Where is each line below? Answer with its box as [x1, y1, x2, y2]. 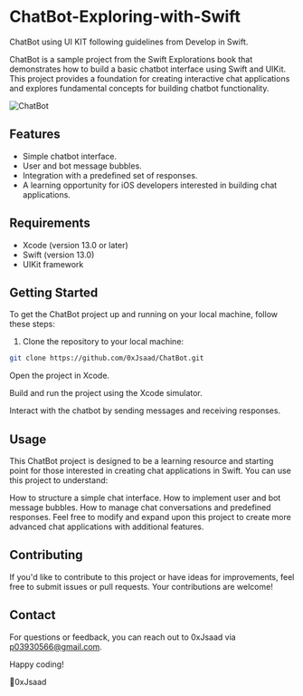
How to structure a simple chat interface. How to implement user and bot [9, 492, 281, 504]
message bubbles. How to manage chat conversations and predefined [9, 502, 271, 513]
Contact [9, 607, 56, 623]
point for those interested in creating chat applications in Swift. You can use [9, 465, 291, 477]
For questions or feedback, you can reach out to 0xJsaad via [9, 632, 237, 643]
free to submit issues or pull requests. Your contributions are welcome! [9, 581, 273, 592]
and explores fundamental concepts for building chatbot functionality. [9, 82, 270, 93]
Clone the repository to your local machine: [22, 336, 184, 347]
